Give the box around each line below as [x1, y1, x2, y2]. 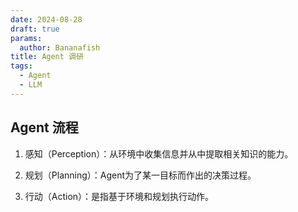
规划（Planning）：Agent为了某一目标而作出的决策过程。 [24, 169, 257, 181]
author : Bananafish [19, 42, 101, 53]
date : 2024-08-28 [10, 14, 83, 25]
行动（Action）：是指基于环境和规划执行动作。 [24, 190, 215, 202]
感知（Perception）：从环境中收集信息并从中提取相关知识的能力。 [24, 147, 294, 160]
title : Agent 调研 [10, 52, 84, 62]
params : [10, 33, 43, 43]
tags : [10, 61, 33, 71]
